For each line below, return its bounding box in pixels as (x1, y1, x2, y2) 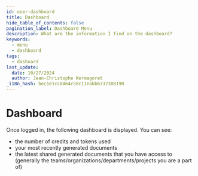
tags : (6, 53, 20, 59)
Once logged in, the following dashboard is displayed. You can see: (6, 126, 172, 133)
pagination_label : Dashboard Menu (6, 25, 93, 32)
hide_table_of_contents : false (6, 20, 84, 26)
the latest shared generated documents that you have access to (14, 150, 172, 158)
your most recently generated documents (14, 144, 118, 151)
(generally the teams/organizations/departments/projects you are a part (14, 156, 193, 164)
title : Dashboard (6, 14, 50, 20)
